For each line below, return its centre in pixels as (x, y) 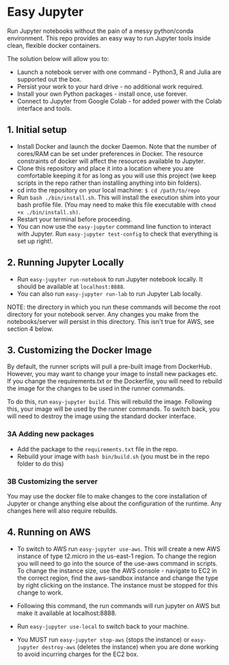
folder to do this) (40, 464)
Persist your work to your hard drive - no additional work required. (110, 86)
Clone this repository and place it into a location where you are (105, 168)
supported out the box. (49, 79)
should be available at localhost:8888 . (71, 286)
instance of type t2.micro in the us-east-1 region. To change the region (117, 556)
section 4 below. (30, 329)
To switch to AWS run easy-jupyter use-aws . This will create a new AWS (119, 549)
